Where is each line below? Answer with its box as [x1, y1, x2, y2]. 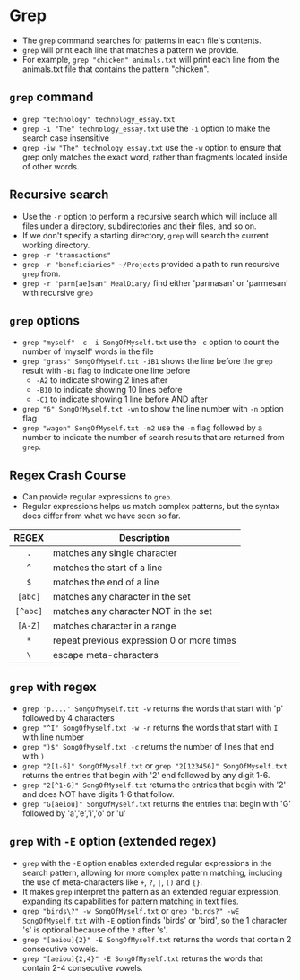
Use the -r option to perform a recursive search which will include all [21, 211, 278, 221]
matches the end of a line [52, 576, 159, 588]
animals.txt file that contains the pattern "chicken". [21, 64, 210, 74]
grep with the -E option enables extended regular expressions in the [21, 857, 272, 868]
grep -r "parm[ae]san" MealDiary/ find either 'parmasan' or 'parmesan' [21, 277, 289, 288]
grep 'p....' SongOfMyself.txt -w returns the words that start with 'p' [21, 703, 284, 714]
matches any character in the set [52, 591, 191, 603]
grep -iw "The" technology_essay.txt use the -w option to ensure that [21, 142, 282, 152]
